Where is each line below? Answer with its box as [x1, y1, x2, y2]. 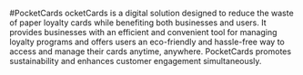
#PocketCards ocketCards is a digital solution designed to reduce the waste [9, 8, 294, 18]
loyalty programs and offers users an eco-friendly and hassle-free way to [9, 36, 285, 47]
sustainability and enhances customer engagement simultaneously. [9, 56, 262, 66]
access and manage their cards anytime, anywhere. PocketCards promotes [9, 46, 292, 57]
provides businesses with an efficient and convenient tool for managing [9, 27, 278, 37]
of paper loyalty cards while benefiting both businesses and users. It [9, 17, 267, 28]
